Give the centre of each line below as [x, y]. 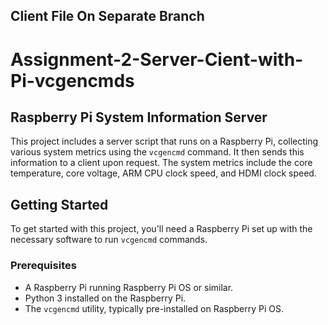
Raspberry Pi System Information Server [139, 117]
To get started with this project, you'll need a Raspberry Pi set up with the [161, 229]
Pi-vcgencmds [72, 80]
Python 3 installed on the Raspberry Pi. [105, 298]
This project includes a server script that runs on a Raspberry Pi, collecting [164, 141]
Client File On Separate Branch [107, 16]
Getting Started [59, 204]
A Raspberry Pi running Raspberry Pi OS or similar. [129, 287]
